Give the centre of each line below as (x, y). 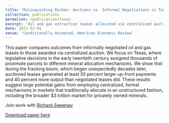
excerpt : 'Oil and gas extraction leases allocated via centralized (78, 24)
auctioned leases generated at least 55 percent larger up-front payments (81, 74)
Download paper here (28, 115)
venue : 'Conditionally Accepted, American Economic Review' (70, 33)
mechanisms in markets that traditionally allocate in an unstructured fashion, (84, 90)
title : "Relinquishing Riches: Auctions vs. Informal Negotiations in (81, 10)
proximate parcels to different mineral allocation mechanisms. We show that (84, 64)
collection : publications (32, 15)
